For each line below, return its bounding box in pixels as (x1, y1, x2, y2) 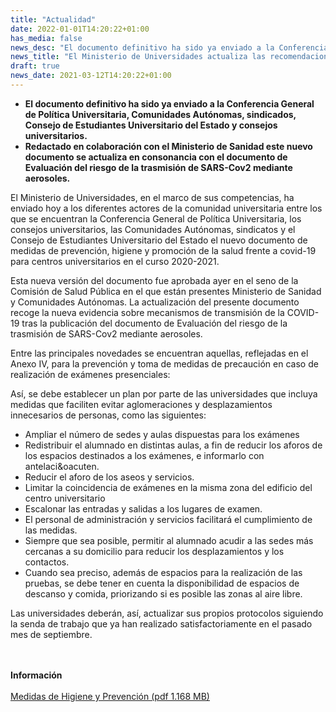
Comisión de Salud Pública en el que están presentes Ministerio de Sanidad (10, 285, 322, 297)
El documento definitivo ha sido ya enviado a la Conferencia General (24, 97, 315, 110)
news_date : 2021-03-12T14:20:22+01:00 (10, 71, 172, 81)
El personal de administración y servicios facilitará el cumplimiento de (24, 513, 313, 525)
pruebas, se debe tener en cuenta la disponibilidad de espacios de (24, 577, 300, 589)
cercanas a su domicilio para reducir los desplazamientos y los (24, 545, 285, 557)
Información (10, 669, 63, 681)
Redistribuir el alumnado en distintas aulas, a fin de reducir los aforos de (24, 439, 323, 451)
